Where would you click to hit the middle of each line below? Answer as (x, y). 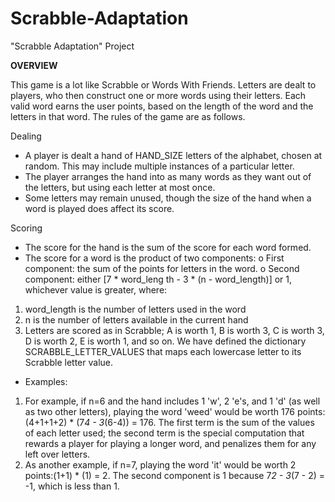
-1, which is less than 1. (72, 486)
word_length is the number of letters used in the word (135, 309)
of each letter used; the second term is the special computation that (164, 433)
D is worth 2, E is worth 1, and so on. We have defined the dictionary (165, 341)
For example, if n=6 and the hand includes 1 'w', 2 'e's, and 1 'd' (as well (172, 401)
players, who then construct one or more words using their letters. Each (158, 95)
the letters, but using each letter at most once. (120, 187)
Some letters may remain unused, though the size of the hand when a (168, 198)
